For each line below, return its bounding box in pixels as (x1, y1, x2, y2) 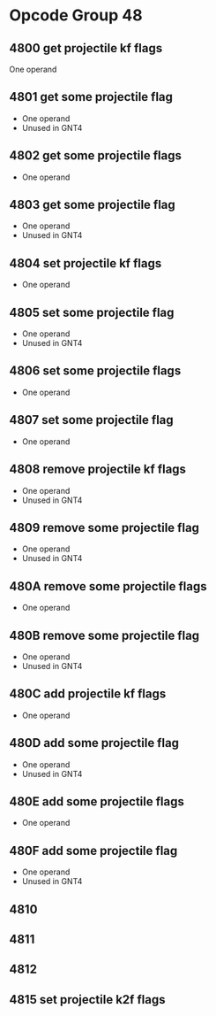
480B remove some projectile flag (9, 627, 200, 643)
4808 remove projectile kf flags (9, 462, 187, 477)
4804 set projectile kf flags (9, 256, 162, 271)
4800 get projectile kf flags (9, 41, 163, 56)
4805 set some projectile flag (9, 304, 175, 319)
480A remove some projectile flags (9, 579, 207, 594)
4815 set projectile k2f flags (9, 992, 166, 1007)
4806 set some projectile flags (9, 364, 182, 379)
